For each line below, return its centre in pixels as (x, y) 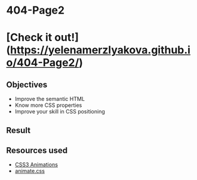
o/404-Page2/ (43, 63)
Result (19, 130)
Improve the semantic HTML (50, 99)
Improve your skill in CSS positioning (60, 112)
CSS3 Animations (36, 165)
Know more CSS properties (48, 105)
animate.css (30, 171)
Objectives (27, 85)
